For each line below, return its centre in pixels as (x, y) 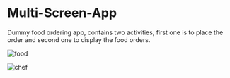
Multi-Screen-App (62, 13)
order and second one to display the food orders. (79, 39)
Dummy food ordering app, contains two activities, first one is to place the (115, 32)
